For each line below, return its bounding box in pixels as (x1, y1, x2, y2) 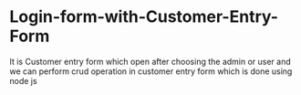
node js (9, 75, 38, 86)
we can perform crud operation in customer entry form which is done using (9, 66, 293, 77)
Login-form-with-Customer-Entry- (9, 6, 279, 27)
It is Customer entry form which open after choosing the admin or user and (9, 56, 292, 67)
